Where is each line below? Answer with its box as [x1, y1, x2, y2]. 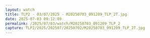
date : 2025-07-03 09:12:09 [5, 16, 62, 21]
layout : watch [5, 7, 35, 12]
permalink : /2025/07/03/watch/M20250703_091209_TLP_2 [5, 21, 121, 26]
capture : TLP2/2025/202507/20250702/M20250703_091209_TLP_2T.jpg [5, 26, 145, 31]
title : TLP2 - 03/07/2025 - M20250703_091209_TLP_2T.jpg [5, 12, 127, 17]
